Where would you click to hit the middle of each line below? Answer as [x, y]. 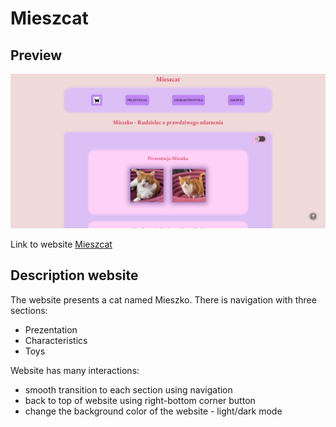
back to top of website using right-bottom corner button [140, 400]
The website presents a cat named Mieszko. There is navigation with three [163, 299]
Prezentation [51, 329]
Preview [36, 55]
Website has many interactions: [75, 370]
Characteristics [56, 340]
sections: [29, 310]
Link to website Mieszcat [61, 244]
